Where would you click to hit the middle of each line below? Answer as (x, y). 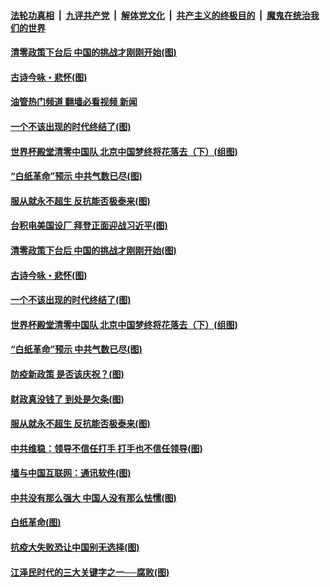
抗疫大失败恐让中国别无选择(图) (75, 547)
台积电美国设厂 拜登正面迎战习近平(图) (89, 226)
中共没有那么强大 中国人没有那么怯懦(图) (93, 497)
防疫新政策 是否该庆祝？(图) (67, 374)
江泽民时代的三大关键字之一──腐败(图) (90, 572)
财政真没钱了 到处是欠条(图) (67, 399)
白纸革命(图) (36, 522)
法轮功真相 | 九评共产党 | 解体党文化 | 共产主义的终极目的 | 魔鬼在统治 (160, 15)
